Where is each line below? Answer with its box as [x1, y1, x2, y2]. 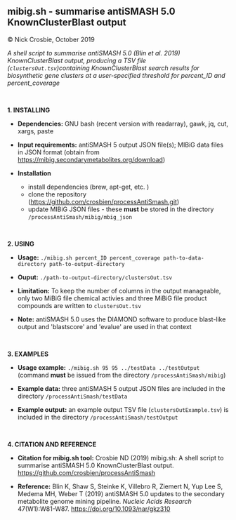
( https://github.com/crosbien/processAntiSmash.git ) [27, 197, 180, 206]
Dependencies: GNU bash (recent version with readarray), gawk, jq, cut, [17, 119, 229, 128]
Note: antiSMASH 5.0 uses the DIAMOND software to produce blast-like [17, 315, 226, 324]
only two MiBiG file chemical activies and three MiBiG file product [17, 294, 207, 302]
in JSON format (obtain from [17, 147, 100, 156]
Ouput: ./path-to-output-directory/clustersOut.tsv [17, 273, 173, 281]
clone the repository [27, 189, 86, 199]
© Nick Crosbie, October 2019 [7, 35, 95, 44]
